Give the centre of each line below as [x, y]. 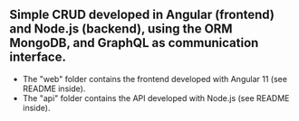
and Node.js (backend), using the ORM [121, 29]
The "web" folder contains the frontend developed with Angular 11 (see [155, 79]
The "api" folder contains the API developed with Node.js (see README [156, 98]
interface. [38, 57]
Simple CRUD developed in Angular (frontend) [142, 15]
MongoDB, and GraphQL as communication [134, 43]
